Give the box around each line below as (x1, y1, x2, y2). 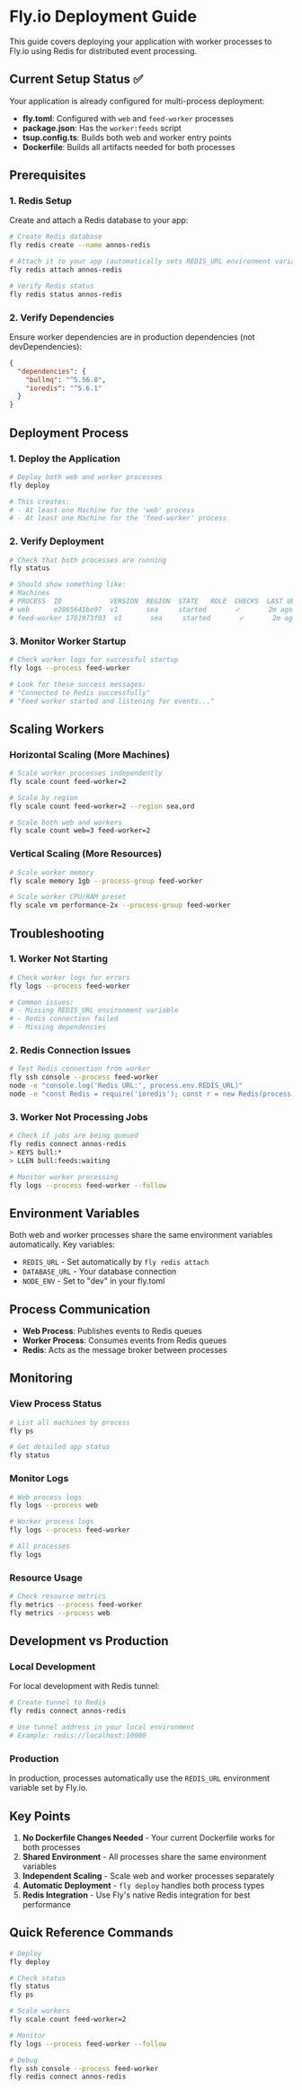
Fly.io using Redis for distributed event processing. (9, 45, 198, 56)
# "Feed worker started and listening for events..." (9, 697, 216, 706)
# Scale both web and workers (9, 818, 123, 827)
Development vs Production (9, 1633, 169, 1649)
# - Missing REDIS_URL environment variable (9, 1006, 179, 1015)
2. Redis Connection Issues (9, 1044, 131, 1056)
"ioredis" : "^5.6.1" (25, 384, 102, 393)
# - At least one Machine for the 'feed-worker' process (9, 514, 227, 523)
